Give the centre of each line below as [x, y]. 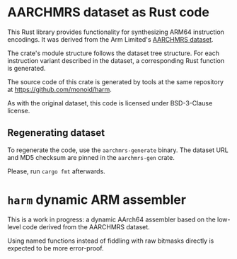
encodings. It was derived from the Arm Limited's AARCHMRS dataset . [110, 39]
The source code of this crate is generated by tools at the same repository [116, 81]
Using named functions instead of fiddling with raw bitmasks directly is [111, 241]
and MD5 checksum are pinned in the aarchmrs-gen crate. [91, 157]
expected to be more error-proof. [56, 248]
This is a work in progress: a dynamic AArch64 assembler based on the [111, 219]
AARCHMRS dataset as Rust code [109, 12]
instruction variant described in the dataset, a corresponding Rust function [116, 60]
